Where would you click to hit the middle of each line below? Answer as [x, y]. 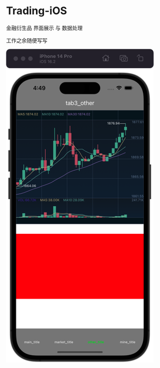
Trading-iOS [37, 11]
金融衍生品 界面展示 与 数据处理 [44, 28]
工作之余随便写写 [27, 40]
